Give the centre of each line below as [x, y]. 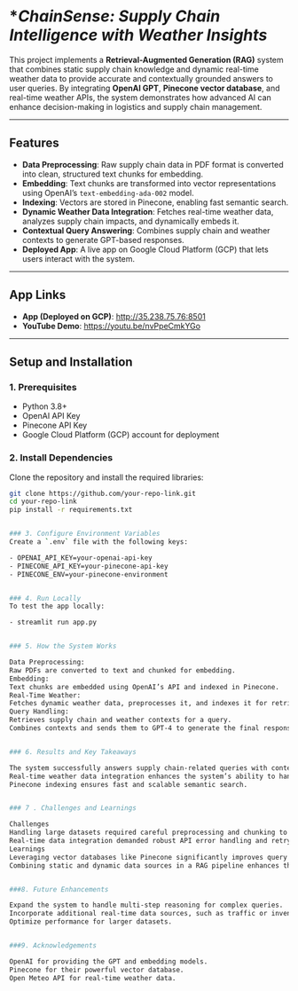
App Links [38, 295]
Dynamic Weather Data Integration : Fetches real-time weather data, [148, 211]
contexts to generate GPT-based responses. [103, 240]
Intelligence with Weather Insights [138, 35]
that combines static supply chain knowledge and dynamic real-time [134, 69]
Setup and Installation [71, 362]
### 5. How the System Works [63, 646]
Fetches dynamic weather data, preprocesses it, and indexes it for [138, 704]
